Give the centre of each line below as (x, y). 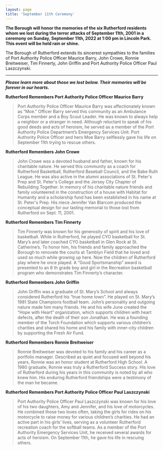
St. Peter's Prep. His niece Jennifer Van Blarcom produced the (79, 202)
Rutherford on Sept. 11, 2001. (46, 213)
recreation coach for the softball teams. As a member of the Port (82, 427)
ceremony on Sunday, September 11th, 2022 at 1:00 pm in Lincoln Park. (78, 38)
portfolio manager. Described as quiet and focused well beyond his (84, 357)
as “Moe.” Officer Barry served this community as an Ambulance (82, 111)
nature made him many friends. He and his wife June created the (82, 307)
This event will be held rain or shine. (42, 43)
